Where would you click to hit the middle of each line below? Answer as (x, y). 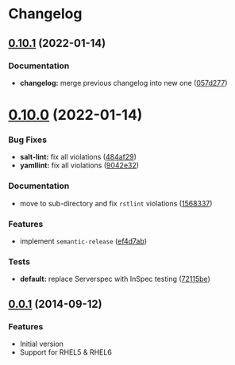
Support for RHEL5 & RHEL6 (66, 352)
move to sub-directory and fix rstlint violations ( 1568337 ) (116, 203)
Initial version (41, 344)
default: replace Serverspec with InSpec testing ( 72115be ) (115, 279)
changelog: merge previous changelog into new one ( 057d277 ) (123, 83)
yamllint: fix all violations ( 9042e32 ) (79, 165)
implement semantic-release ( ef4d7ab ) (83, 241)
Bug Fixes (28, 140)
